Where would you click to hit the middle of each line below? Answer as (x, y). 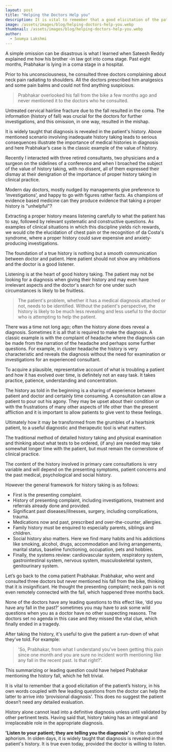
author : (14, 34)
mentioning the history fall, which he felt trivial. (55, 675)
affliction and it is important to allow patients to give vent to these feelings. (84, 412)
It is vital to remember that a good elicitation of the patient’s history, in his (83, 685)
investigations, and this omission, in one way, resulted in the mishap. (78, 121)
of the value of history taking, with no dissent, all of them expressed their (82, 169)
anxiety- (143, 237)
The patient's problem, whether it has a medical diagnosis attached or (92, 300)
